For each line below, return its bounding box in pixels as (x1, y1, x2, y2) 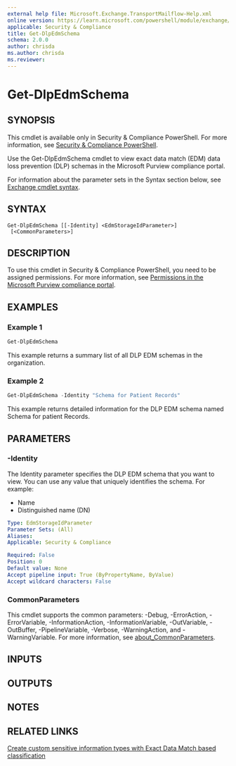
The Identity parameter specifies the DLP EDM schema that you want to (7, 470, 215, 478)
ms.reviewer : (7, 56, 46, 63)
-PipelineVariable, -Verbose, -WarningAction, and (38, 625, 181, 634)
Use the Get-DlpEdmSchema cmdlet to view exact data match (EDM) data (7, 154, 221, 163)
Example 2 (7, 376, 44, 386)
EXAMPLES (7, 301, 58, 313)
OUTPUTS (7, 677, 53, 689)
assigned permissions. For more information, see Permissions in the (7, 273, 204, 282)
